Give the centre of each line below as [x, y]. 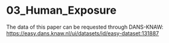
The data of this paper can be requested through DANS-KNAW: [85, 27]
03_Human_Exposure [61, 10]
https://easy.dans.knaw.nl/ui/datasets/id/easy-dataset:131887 [83, 33]
